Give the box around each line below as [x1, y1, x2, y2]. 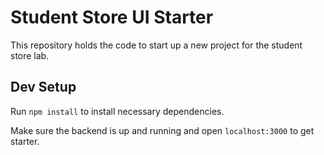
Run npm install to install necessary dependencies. [10, 105, 225, 117]
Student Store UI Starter [10, 6, 214, 29]
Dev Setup [10, 79, 77, 96]
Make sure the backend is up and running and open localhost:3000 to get [10, 124, 315, 136]
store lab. [10, 49, 50, 61]
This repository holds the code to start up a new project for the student [10, 39, 303, 51]
